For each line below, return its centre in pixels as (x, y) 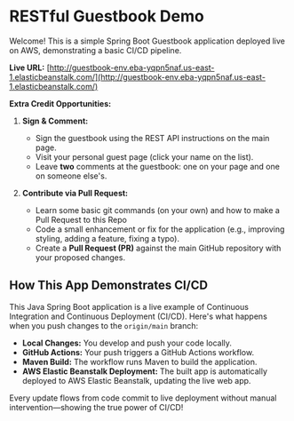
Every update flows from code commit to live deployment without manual (143, 398)
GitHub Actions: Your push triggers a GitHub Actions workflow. (138, 352)
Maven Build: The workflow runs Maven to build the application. (139, 361)
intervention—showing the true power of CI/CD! (96, 407)
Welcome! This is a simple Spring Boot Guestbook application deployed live (147, 41)
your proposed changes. (80, 257)
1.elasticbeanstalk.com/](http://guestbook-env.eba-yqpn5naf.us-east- (138, 76)
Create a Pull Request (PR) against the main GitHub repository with (158, 248)
